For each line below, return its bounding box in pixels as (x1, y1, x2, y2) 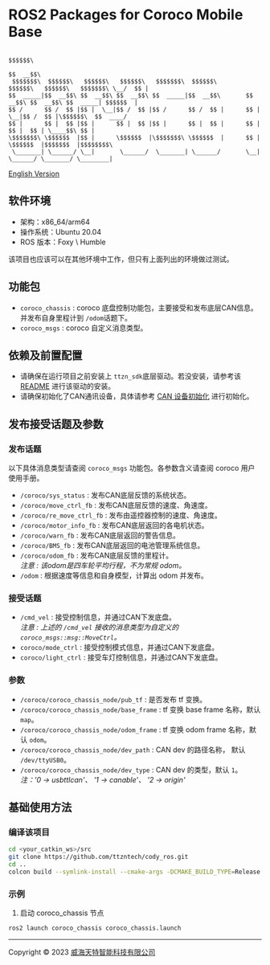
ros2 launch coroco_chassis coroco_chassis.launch (8, 924, 182, 933)
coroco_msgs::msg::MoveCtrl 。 (19, 632, 121, 642)
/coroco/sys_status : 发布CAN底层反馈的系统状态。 (19, 490, 191, 500)
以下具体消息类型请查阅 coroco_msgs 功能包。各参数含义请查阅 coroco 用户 (8, 464, 256, 473)
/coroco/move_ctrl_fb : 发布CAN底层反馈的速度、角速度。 (19, 501, 213, 510)
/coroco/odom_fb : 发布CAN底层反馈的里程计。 (19, 550, 174, 560)
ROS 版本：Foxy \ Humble (19, 237, 106, 247)
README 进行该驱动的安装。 (19, 382, 115, 391)
